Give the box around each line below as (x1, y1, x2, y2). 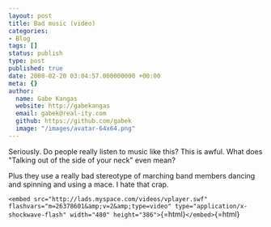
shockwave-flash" (8, 211, 67, 219)
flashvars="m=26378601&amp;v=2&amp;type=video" (8, 202, 172, 210)
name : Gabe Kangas (15, 95, 78, 103)
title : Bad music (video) (8, 19, 95, 27)
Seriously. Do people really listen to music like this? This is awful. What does (8, 146, 263, 156)
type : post (8, 57, 45, 65)
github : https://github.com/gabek (15, 117, 132, 125)
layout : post (8, 11, 53, 20)
